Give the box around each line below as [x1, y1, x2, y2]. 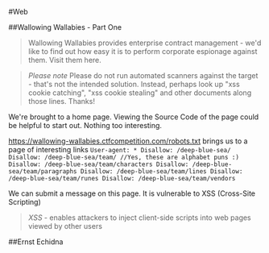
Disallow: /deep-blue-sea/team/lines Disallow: [80, 168, 243, 176]
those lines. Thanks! [27, 97, 95, 106]
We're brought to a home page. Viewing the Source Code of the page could [8, 112, 259, 122]
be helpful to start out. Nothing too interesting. [8, 121, 163, 130]
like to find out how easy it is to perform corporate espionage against [27, 47, 258, 56]
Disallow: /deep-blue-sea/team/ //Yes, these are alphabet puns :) [8, 153, 240, 161]
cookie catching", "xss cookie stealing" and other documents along [27, 88, 252, 97]
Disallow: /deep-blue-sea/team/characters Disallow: [8, 160, 189, 168]
